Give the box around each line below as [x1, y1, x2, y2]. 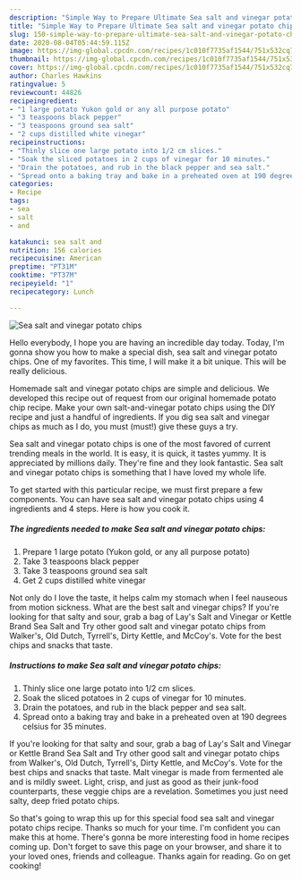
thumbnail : [9, 55, 50, 64]
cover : [9, 64, 34, 73]
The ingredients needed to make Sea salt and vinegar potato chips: [9, 524, 266, 534]
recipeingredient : [9, 96, 78, 106]
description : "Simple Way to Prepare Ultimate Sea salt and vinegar [9, 13, 271, 22]
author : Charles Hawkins [9, 72, 102, 81]
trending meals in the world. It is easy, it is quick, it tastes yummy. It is [9, 448, 267, 458]
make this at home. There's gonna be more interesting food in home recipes [9, 832, 289, 842]
